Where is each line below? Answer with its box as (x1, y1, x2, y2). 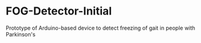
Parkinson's (5, 30, 36, 38)
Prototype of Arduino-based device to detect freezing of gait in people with (5, 24, 196, 31)
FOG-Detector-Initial (5, 4, 112, 18)
